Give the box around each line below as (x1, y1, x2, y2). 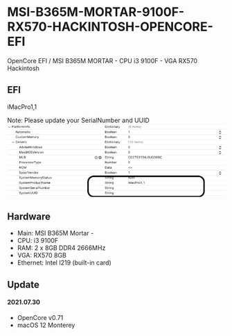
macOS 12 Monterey (17, 321, 75, 329)
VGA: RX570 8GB (17, 251, 67, 260)
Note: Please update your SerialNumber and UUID (7, 116, 150, 124)
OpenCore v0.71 (17, 313, 64, 321)
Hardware (7, 210, 51, 222)
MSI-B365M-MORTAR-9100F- (7, 4, 185, 20)
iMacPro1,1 (7, 102, 37, 111)
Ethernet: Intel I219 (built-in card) (17, 258, 112, 267)
